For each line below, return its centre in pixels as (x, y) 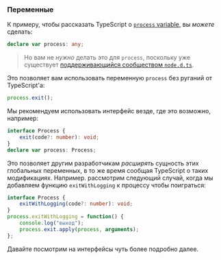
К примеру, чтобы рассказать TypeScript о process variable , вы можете (111, 25)
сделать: (20, 32)
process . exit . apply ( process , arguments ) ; (79, 229)
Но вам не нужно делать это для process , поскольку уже (107, 58)
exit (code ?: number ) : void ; (59, 137)
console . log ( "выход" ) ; (52, 223)
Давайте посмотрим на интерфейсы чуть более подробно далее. (103, 249)
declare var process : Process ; (52, 150)
